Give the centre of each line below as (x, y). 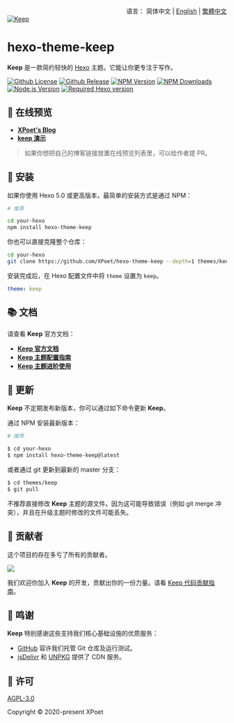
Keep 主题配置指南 (44, 357)
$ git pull (23, 489)
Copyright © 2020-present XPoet (55, 712)
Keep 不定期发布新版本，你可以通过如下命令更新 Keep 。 (88, 408)
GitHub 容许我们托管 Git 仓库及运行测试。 (77, 648)
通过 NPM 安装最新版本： (44, 423)
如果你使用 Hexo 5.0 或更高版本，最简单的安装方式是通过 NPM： (100, 195)
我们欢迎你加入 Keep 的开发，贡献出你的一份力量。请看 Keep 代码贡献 (108, 583)
